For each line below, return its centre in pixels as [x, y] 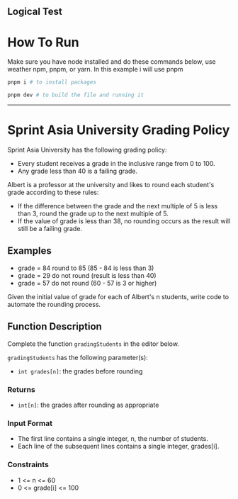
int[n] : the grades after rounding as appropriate [88, 405]
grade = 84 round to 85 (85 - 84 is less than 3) [86, 268]
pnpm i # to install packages [52, 82]
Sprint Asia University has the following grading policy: [87, 150]
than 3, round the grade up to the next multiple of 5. [93, 214]
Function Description [55, 326]
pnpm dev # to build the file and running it [75, 95]
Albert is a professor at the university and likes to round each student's [111, 185]
